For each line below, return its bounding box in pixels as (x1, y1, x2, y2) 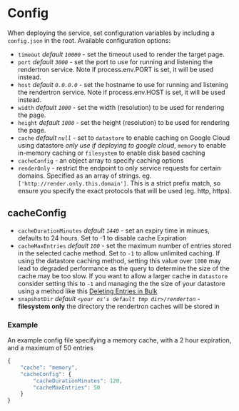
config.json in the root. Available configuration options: (7, 36, 171, 44)
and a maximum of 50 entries (7, 344, 94, 352)
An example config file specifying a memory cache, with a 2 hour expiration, (7, 336, 232, 345)
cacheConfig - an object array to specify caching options (17, 156, 184, 165)
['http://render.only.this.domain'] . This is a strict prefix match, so (17, 178, 221, 187)
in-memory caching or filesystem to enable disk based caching (17, 148, 205, 157)
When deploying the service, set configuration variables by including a (7, 29, 215, 37)
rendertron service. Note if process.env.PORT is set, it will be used (17, 65, 214, 73)
